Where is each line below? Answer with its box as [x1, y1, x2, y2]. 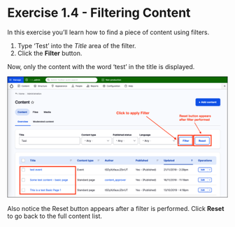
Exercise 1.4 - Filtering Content [7, 5, 191, 21]
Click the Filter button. [17, 49, 83, 57]
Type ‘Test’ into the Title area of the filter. [17, 41, 136, 50]
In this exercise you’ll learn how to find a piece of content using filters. [7, 28, 210, 36]
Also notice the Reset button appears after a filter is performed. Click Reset [7, 205, 225, 213]
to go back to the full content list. [7, 212, 103, 221]
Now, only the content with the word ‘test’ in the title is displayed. [7, 62, 195, 71]
